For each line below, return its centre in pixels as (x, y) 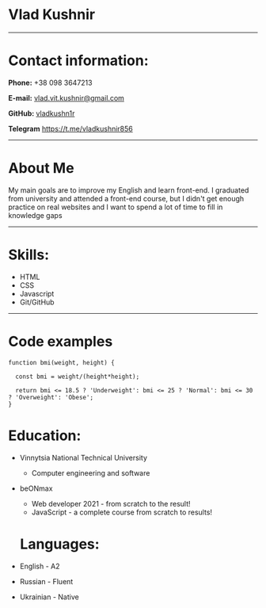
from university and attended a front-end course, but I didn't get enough (126, 198)
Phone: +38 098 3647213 (50, 82)
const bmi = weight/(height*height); (78, 377)
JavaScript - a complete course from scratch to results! (122, 512)
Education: (45, 436)
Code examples (61, 341)
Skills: (29, 254)
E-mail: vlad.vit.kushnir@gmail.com (66, 98)
